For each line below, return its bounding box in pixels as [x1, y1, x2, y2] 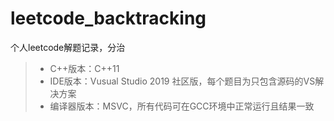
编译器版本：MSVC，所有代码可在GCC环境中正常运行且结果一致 [49, 100, 315, 112]
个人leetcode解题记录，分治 [10, 41, 126, 53]
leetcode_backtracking [10, 7, 207, 30]
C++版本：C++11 [49, 62, 120, 74]
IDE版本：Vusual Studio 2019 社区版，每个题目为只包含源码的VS [49, 75, 316, 87]
